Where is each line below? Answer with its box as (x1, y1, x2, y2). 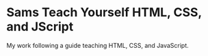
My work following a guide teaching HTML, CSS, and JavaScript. (6, 41, 189, 49)
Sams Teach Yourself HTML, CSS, (6, 5, 203, 20)
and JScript (6, 19, 74, 34)
